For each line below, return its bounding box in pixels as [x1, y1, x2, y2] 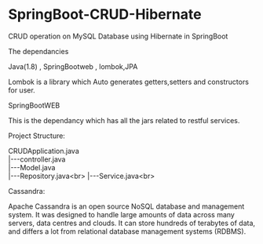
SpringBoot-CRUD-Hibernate [8, 5, 202, 24]
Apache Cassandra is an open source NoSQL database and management [8, 202, 245, 211]
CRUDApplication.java [8, 146, 80, 155]
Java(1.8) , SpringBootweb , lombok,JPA [8, 61, 138, 71]
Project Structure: [8, 131, 65, 140]
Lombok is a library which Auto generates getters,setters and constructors [8, 77, 250, 86]
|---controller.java [8, 155, 66, 164]
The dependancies [8, 46, 69, 56]
